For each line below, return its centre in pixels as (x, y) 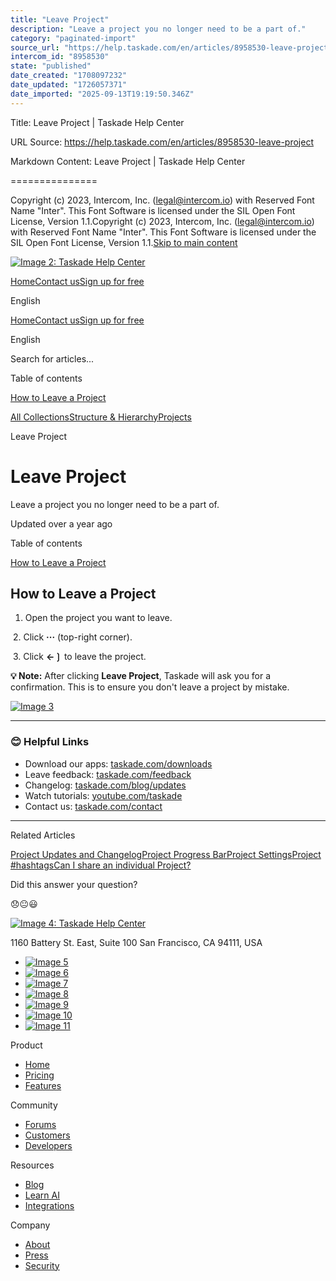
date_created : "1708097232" (69, 76)
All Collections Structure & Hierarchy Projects (101, 417)
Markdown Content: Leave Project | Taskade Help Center (128, 161)
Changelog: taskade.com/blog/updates (105, 785)
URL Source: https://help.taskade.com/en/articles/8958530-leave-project (162, 142)
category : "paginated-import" (73, 38)
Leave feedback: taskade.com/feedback (108, 774)
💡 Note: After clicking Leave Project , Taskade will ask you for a (141, 676)
